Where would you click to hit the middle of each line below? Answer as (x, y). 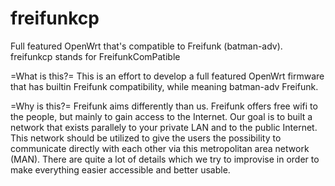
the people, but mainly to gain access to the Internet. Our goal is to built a (161, 116)
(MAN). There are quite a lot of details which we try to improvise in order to (165, 159)
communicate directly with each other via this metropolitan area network (160, 148)
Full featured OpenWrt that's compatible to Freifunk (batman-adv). (146, 46)
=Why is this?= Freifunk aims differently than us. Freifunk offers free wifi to (164, 106)
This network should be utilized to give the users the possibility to (146, 138)
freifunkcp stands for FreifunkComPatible (95, 56)
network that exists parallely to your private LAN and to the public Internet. (164, 127)
